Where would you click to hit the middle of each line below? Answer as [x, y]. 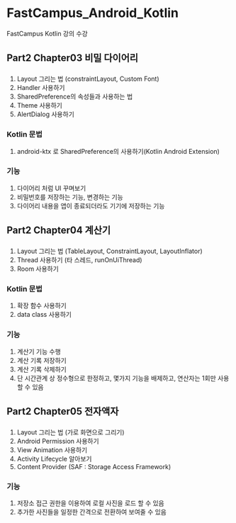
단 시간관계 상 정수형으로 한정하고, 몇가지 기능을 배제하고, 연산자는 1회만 [117, 378]
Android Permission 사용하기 [58, 442]
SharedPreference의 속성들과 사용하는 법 [75, 96]
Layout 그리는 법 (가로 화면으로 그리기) [71, 432]
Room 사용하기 [38, 269]
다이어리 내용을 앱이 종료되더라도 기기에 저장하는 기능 [91, 206]
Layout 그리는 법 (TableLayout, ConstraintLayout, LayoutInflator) [109, 251]
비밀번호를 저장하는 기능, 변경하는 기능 [70, 197]
